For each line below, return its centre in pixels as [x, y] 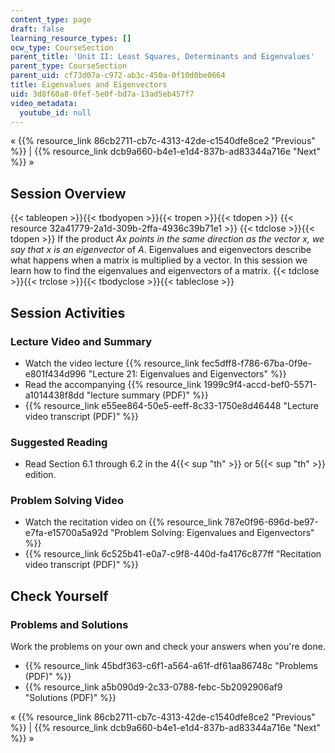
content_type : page [51, 19]
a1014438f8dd [54, 395]
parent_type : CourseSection [69, 66]
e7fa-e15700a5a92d [66, 533]
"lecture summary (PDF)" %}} [147, 395]
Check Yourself [59, 596]
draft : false [37, 29]
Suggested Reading [59, 442]
